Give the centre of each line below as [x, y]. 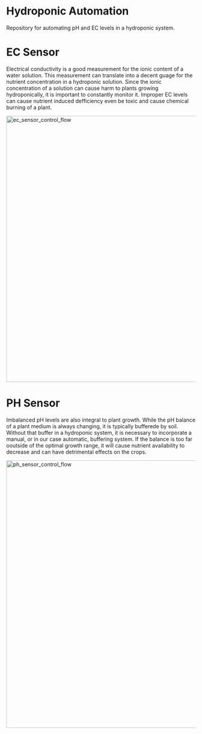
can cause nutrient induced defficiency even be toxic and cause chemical [98, 101]
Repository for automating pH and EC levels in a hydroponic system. [91, 28]
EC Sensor [33, 52]
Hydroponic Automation [68, 11]
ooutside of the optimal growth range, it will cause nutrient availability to [96, 445]
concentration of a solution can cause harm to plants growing [82, 88]
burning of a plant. [29, 107]
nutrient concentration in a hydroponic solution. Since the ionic [84, 81]
